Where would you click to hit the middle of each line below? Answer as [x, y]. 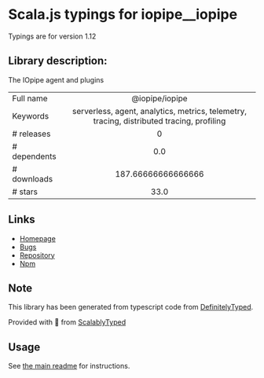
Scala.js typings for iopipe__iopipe [123, 15]
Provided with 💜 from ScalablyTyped [67, 322]
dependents [34, 156]
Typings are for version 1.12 [52, 36]
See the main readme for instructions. [69, 366]
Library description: [58, 61]
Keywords [31, 116]
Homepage [38, 238]
